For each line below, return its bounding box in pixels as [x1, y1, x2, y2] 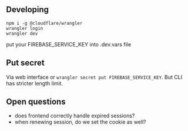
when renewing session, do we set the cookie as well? [14, 119, 146, 126]
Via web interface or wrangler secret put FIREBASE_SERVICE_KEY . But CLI [6, 73, 183, 80]
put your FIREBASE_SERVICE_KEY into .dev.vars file [6, 41, 131, 48]
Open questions [6, 97, 66, 107]
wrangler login [6, 25, 43, 31]
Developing [6, 5, 49, 15]
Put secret [6, 58, 45, 68]
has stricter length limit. [6, 79, 63, 87]
